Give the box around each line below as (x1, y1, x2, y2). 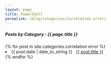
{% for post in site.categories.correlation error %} (5, 43, 106, 49)
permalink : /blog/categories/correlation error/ (5, 16, 107, 21)
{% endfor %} (5, 54, 33, 60)
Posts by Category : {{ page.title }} (5, 31, 78, 37)
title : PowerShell (5, 12, 43, 17)
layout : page (5, 7, 32, 12)
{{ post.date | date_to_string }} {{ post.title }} (11, 49, 104, 55)
